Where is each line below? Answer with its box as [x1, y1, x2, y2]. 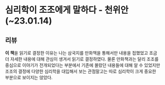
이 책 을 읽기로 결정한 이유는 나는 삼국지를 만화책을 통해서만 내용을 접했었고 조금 [5, 50, 158, 56]
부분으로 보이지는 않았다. [5, 75, 53, 80]
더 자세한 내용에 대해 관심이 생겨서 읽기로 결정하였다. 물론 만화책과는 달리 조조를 [5, 56, 159, 62]
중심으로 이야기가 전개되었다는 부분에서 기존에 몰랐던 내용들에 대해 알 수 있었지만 [5, 62, 161, 68]
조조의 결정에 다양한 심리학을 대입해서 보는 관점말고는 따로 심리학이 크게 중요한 [5, 68, 157, 74]
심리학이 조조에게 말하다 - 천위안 [5, 4, 129, 16]
